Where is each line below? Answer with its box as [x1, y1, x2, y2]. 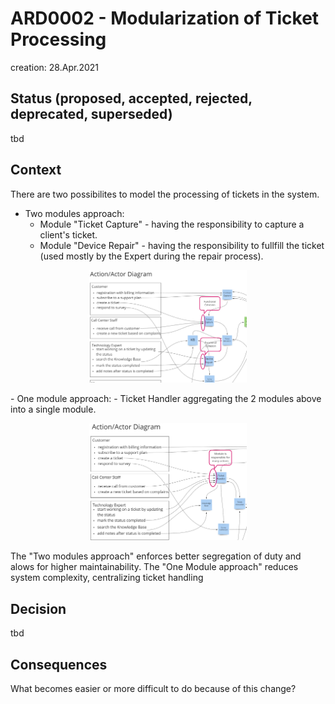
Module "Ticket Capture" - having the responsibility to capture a [39, 218, 305, 230]
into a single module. [10, 403, 97, 415]
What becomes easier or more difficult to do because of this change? [10, 683, 297, 695]
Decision [10, 600, 67, 617]
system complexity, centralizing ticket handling [10, 572, 204, 584]
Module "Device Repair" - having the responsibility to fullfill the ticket [39, 239, 325, 251]
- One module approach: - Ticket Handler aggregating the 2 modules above [10, 392, 322, 404]
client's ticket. [39, 228, 98, 241]
